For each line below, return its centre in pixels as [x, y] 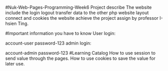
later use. [15, 64]
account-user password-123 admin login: [48, 43]
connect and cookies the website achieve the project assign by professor [82, 18]
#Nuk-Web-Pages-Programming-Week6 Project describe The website [79, 7]
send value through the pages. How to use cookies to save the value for [80, 58]
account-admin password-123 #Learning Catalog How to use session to [80, 53]
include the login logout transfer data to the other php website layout [77, 13]
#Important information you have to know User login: [60, 33]
